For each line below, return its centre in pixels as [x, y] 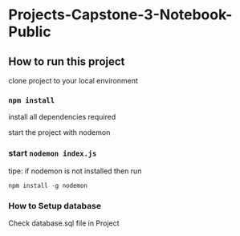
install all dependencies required [62, 117]
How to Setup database [55, 205]
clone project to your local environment [73, 81]
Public [30, 32]
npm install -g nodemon [48, 185]
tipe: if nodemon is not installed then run [75, 171]
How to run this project [67, 61]
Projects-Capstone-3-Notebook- [120, 15]
